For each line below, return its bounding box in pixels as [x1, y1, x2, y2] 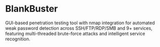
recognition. [5, 36, 30, 42]
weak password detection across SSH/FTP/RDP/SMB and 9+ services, [5, 25, 153, 31]
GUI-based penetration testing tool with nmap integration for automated [5, 20, 155, 26]
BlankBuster [5, 3, 58, 15]
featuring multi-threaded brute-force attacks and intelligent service [5, 30, 145, 36]
